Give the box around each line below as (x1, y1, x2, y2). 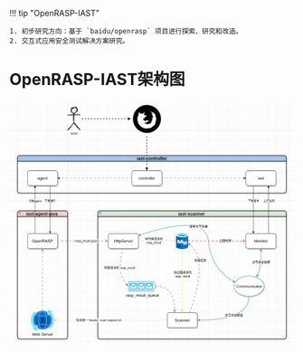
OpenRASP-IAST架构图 (9, 70, 185, 90)
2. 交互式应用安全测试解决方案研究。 (9, 36, 129, 45)
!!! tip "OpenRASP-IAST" (9, 8, 100, 18)
